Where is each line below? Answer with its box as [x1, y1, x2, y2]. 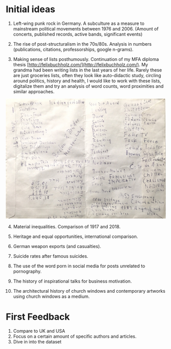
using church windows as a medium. [13, 293, 90, 299]
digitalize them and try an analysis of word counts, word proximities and [13, 83, 164, 89]
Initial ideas [6, 4, 55, 15]
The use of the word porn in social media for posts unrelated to [13, 263, 145, 269]
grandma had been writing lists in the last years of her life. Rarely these [13, 67, 162, 73]
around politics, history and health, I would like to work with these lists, [13, 78, 161, 84]
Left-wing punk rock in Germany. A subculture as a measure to [13, 20, 145, 26]
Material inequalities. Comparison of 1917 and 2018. [13, 223, 121, 229]
